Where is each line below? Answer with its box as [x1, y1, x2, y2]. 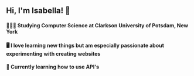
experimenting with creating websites [6, 50, 101, 57]
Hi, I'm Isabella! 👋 [6, 6, 70, 16]
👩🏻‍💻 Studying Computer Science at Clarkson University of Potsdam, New [6, 21, 189, 29]
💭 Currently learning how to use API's [6, 63, 100, 70]
